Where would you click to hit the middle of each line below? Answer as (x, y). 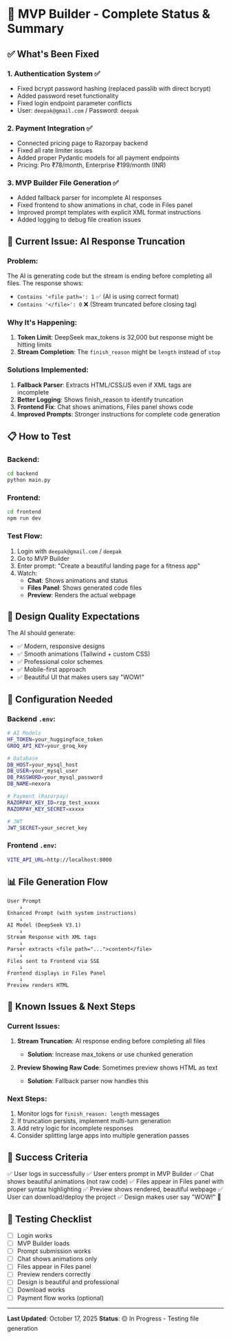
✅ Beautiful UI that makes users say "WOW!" (80, 677)
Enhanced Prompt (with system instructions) (72, 914)
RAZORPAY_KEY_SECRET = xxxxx (46, 809)
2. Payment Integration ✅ (50, 128)
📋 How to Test (39, 437)
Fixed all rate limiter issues (55, 151)
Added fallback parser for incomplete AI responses (89, 198)
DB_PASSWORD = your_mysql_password (55, 777)
